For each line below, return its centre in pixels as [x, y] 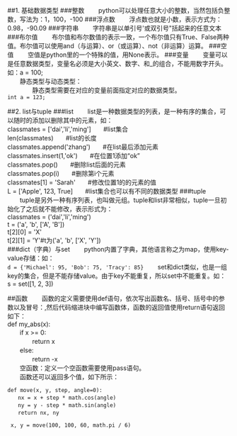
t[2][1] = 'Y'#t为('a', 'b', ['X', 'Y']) [54, 240]
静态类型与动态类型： [51, 81]
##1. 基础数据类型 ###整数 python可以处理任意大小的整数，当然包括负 [116, 10]
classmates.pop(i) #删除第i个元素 [61, 173]
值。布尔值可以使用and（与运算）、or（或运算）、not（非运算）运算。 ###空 [117, 46]
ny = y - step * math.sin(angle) [67, 406]
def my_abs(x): [29, 324]
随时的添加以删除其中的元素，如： [63, 120]
